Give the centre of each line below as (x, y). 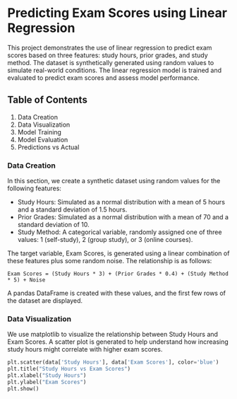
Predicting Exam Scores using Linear (117, 13)
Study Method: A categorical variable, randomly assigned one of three (120, 232)
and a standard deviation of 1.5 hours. (72, 209)
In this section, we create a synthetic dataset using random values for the (114, 181)
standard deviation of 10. (53, 225)
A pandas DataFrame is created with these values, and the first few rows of (117, 293)
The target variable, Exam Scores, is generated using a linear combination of (119, 253)
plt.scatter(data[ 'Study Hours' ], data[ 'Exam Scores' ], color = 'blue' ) (113, 362)
